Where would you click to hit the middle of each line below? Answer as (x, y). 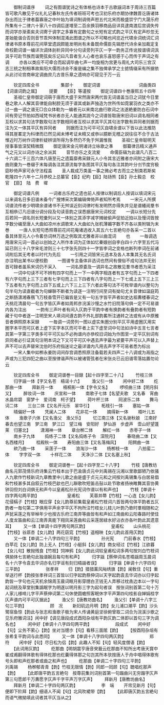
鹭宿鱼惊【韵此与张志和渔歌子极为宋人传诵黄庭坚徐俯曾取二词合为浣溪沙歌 (80, 612)
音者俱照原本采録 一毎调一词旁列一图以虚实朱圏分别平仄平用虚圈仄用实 (81, 322)
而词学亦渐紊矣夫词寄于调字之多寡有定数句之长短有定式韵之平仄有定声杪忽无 (82, 32)
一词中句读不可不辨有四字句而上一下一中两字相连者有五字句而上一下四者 (86, 273)
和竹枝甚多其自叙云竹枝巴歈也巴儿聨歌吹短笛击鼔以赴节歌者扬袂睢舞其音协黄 (82, 483)
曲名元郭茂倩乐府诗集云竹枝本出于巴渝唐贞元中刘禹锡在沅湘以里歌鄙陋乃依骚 (82, 471)
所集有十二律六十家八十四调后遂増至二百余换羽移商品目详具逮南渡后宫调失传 (82, 25)
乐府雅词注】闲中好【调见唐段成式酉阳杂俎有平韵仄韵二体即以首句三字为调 (84, 618)
